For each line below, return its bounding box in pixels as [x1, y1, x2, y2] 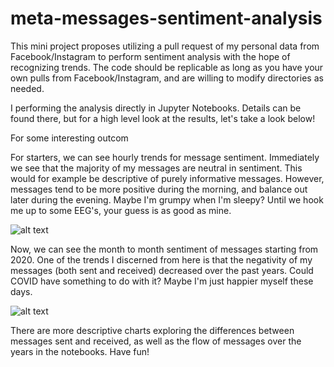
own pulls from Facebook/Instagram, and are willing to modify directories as [10, 72, 324, 84]
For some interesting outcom [10, 132, 129, 144]
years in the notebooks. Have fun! [10, 345, 150, 357]
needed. [10, 82, 45, 94]
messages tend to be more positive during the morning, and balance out [10, 183, 308, 195]
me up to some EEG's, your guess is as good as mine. [10, 204, 232, 216]
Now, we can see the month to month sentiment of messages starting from [10, 243, 319, 255]
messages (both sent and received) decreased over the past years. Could [10, 264, 314, 276]
